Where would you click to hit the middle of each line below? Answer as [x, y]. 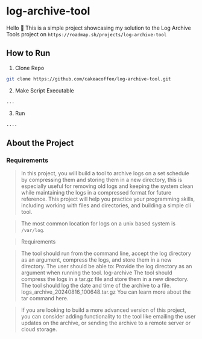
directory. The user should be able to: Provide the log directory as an [106, 266]
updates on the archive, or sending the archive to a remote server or [106, 323]
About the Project [40, 143]
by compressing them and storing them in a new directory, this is [102, 180]
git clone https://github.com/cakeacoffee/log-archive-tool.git [89, 79]
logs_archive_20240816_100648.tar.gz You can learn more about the [106, 292]
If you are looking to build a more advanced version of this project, [104, 310]
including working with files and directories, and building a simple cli [106, 205]
